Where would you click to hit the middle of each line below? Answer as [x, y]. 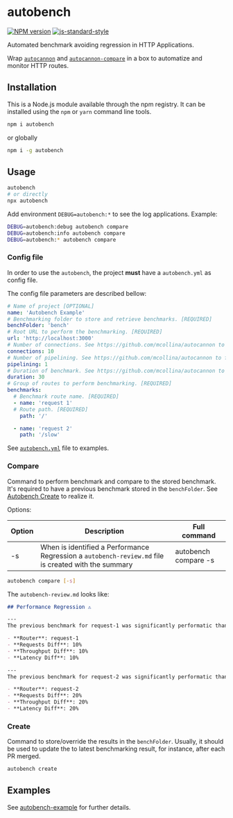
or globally [23, 137]
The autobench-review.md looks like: [58, 594]
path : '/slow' [40, 435]
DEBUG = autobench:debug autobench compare [68, 226]
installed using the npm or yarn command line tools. [79, 111]
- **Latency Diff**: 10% [43, 658]
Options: [19, 509]
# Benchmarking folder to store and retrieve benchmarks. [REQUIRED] [110, 319]
